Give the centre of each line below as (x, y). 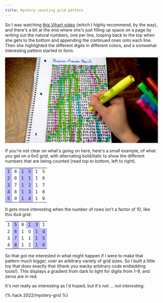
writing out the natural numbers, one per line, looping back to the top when (80, 35)
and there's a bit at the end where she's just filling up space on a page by (78, 30)
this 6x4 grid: (18, 214)
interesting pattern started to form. (40, 50)
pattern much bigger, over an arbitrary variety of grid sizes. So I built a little (80, 261)
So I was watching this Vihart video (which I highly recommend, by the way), (81, 25)
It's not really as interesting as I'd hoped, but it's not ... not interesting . (75, 286)
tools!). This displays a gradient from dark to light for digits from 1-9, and (78, 271)
